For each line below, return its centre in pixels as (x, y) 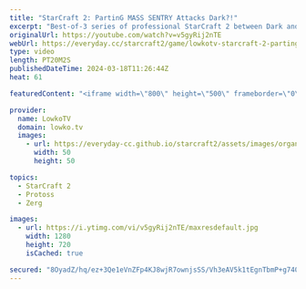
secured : (26, 270)
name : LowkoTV (44, 119)
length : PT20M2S (40, 60)
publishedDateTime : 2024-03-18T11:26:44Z (89, 69)
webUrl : (24, 43)
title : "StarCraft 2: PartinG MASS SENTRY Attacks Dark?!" (124, 18)
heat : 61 (26, 77)
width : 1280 (48, 237)
